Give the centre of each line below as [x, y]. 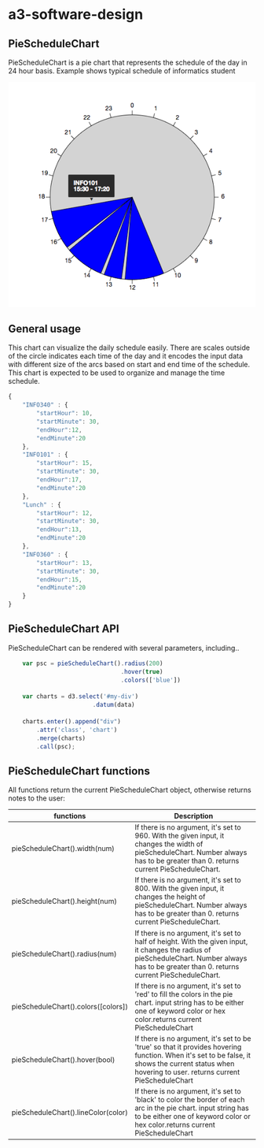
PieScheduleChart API [64, 629]
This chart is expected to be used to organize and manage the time [117, 373]
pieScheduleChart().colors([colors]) [70, 1007]
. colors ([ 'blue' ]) [150, 680]
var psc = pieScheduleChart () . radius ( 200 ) [93, 663]
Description [194, 815]
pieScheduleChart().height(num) [64, 901]
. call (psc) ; [56, 746]
